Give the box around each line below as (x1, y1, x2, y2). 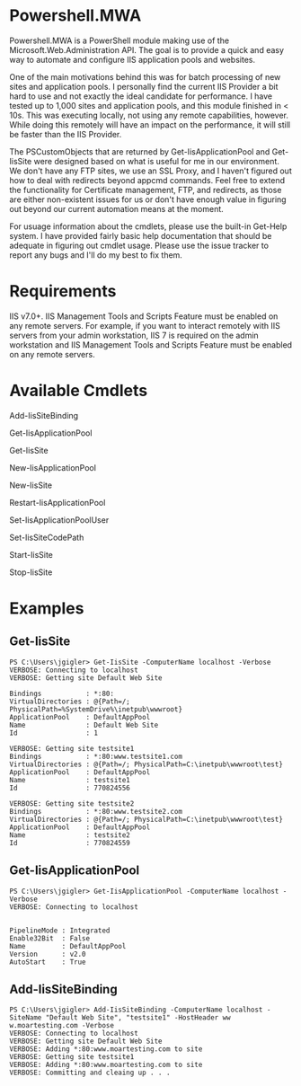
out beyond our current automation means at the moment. (9, 203, 225, 214)
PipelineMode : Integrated (9, 926, 111, 935)
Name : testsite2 (9, 830, 130, 840)
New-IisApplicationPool (9, 462, 97, 472)
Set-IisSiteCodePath (9, 532, 84, 543)
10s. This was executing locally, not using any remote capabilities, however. (9, 110, 289, 120)
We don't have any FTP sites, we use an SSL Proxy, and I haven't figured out (9, 165, 292, 176)
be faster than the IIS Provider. (9, 128, 122, 139)
